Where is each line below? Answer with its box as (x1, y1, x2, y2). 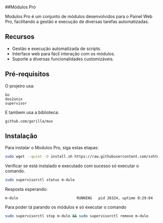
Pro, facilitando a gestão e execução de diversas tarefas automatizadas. (5, 19, 149, 24)
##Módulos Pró (5, 4, 36, 10)
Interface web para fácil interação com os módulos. (12, 51, 115, 56)
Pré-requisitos (5, 70, 50, 78)
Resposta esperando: (5, 187, 48, 192)
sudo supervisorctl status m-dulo (5, 177, 75, 183)
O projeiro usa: (5, 83, 35, 89)
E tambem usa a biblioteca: (5, 109, 59, 115)
